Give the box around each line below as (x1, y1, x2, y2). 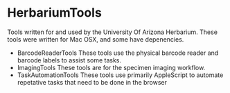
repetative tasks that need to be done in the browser (17, 78, 168, 86)
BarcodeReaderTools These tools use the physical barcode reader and (17, 49, 219, 57)
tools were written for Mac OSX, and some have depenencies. (7, 35, 184, 43)
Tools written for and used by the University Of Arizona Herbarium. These (7, 28, 218, 36)
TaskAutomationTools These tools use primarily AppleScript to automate (17, 71, 224, 79)
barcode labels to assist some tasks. (17, 56, 122, 64)
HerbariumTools (7, 5, 102, 21)
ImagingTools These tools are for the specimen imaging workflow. (17, 63, 206, 71)
